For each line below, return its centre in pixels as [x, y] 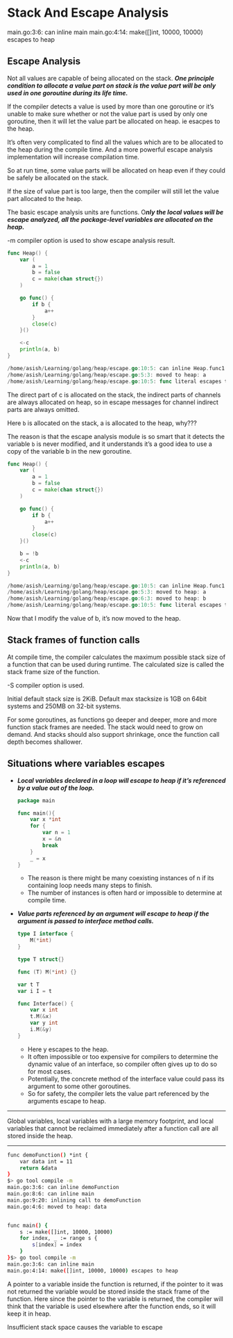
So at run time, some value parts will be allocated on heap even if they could [116, 170]
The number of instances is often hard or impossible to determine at [125, 893]
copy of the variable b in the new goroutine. [70, 451]
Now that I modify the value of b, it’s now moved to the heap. [94, 618]
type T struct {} [41, 959]
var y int [44, 1023]
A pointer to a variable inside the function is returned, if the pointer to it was [115, 1284]
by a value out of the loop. [56, 788]
